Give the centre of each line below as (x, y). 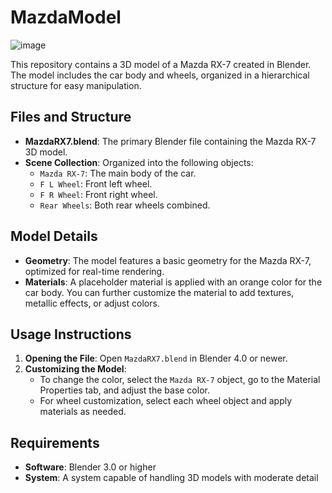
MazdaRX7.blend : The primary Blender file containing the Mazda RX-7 (170, 141)
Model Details (54, 236)
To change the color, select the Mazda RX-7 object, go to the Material (180, 380)
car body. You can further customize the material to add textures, (159, 292)
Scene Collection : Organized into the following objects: (139, 162)
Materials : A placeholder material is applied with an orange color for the (173, 282)
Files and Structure (71, 117)
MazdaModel (66, 17)
